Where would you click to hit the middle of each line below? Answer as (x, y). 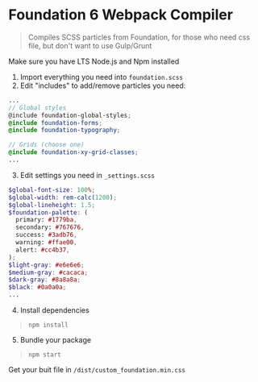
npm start (45, 355)
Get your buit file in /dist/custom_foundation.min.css (97, 370)
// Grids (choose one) (46, 145)
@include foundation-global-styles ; (70, 115)
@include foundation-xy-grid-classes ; (73, 152)
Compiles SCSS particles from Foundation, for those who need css (139, 37)
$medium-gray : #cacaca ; (48, 272)
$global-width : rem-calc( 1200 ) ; (62, 197)
